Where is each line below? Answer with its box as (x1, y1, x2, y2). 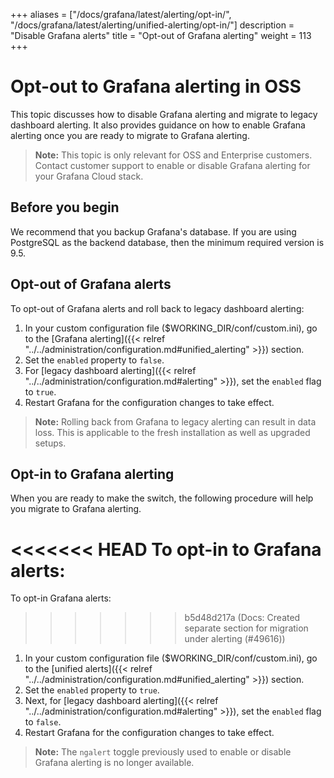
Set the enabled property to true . (24, 684, 160, 696)
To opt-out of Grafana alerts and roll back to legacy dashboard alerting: (10, 302, 305, 314)
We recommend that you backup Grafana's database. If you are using (10, 225, 297, 238)
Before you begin (10, 199, 120, 216)
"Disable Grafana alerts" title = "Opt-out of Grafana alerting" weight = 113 (10, 30, 312, 41)
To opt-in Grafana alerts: (10, 592, 112, 604)
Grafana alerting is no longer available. (34, 757, 195, 769)
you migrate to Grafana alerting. (10, 503, 142, 515)
